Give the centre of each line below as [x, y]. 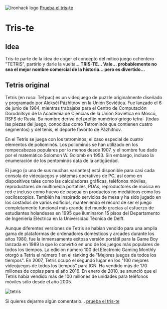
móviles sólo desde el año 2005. [39, 281]
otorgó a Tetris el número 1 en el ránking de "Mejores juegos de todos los [81, 255]
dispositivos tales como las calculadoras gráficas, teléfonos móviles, [76, 181]
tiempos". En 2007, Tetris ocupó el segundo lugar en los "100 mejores [77, 260]
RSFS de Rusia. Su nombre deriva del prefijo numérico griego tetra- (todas [82, 119]
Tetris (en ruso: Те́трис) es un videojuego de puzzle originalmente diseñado [84, 97]
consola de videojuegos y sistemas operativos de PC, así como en [74, 176]
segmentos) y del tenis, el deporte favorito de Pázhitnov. [64, 129]
